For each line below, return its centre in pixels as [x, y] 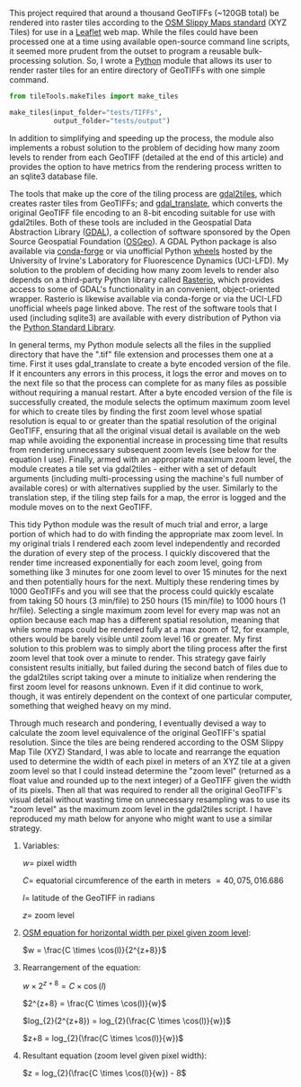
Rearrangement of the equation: [81, 967]
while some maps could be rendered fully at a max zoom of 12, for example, [150, 629]
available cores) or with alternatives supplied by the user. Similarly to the [144, 488]
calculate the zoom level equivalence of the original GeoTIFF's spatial [138, 732]
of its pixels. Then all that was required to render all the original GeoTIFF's [146, 790]
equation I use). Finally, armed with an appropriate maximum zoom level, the [150, 459]
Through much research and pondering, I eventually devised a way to [138, 723]
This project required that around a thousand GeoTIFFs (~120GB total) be [145, 13]
